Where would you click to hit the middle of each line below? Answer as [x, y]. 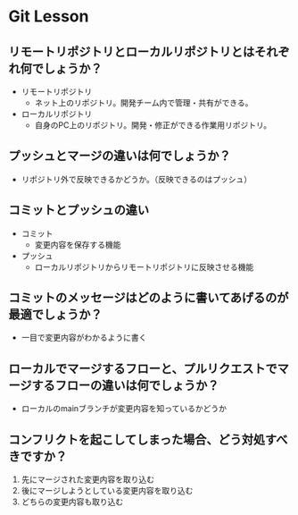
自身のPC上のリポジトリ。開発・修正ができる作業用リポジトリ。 [153, 125]
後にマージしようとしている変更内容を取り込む [107, 491]
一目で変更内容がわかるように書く [84, 338]
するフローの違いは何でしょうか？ [125, 385]
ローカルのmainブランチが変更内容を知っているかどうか [124, 409]
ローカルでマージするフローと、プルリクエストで [143, 368]
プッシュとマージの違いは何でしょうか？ [120, 156]
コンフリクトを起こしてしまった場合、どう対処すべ [148, 439]
